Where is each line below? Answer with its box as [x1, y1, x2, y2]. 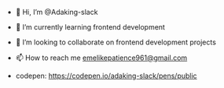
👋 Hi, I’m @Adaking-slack [15, 8, 98, 16]
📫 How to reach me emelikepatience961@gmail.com [15, 53, 188, 62]
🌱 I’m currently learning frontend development [15, 23, 165, 31]
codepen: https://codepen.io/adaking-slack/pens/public [15, 71, 198, 80]
